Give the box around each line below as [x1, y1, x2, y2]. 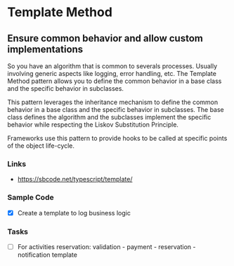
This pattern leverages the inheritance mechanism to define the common [7, 98, 219, 106]
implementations [7, 43, 84, 55]
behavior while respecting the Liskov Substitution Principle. [7, 120, 179, 129]
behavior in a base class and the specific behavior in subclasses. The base [7, 106, 225, 113]
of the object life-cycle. [7, 141, 75, 150]
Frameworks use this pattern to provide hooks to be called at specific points [7, 134, 228, 142]
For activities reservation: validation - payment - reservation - [17, 242, 196, 251]
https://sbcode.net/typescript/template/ [17, 175, 133, 184]
